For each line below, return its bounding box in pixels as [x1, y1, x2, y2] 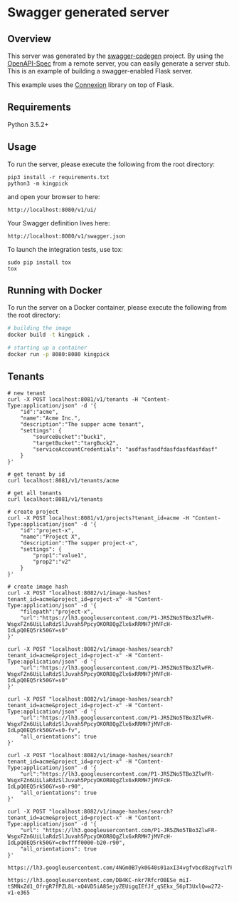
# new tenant [7, 390, 46, 397]
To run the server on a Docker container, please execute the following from [7, 303, 228, 312]
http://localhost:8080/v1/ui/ [7, 206, 97, 213]
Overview [7, 33, 52, 45]
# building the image [7, 325, 72, 332]
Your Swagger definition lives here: [7, 218, 110, 227]
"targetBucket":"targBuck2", [33, 440, 119, 447]
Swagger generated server [7, 4, 169, 21]
